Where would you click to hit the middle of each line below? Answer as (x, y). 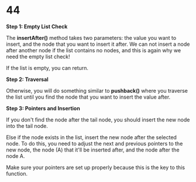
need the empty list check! (38, 56)
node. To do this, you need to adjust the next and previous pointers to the (94, 143)
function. (17, 173)
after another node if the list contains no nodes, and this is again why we (94, 50)
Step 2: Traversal (27, 79)
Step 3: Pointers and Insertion (43, 108)
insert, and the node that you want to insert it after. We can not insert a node (98, 44)
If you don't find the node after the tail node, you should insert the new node (98, 119)
